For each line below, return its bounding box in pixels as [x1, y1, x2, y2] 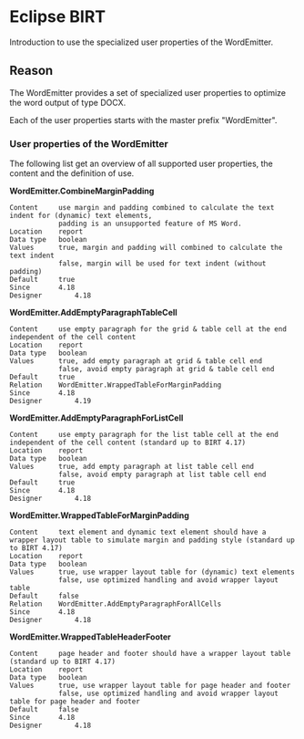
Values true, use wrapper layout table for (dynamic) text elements [9, 567, 296, 577]
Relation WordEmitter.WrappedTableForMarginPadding [9, 380, 222, 390]
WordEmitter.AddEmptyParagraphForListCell [9, 412, 184, 423]
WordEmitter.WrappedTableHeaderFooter [9, 631, 171, 642]
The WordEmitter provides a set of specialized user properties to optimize [9, 87, 287, 98]
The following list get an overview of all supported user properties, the [9, 158, 273, 170]
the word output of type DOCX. [9, 97, 127, 108]
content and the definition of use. [9, 168, 135, 179]
